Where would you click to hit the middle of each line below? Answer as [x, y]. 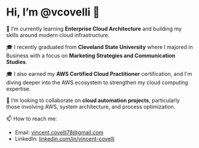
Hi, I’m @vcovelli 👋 [53, 12]
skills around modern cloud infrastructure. [58, 35]
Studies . [17, 61]
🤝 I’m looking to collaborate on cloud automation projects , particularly [93, 100]
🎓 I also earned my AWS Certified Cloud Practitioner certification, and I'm [99, 73]
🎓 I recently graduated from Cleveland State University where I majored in [99, 47]
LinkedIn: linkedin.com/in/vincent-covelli [65, 138]
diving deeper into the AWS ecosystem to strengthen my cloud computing [97, 82]
